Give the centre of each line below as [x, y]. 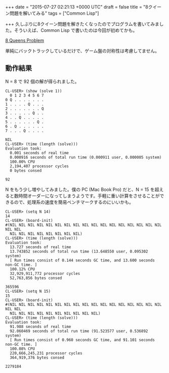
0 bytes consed [26, 170]
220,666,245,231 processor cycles [46, 353]
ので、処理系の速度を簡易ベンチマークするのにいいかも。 [74, 202]
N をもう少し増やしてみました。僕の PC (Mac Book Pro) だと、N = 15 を [80, 189]
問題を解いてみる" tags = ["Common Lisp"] [54, 13]
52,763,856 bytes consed [36, 278]
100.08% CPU [23, 349]
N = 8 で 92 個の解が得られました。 [42, 81]
